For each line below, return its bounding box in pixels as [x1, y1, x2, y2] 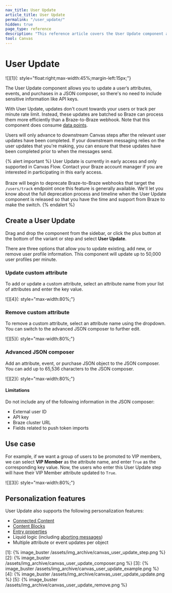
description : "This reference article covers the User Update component [5, 31, 164, 36]
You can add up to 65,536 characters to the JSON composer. [5, 365, 134, 371]
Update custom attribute [5, 269, 68, 276]
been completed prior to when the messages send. [5, 148, 113, 154]
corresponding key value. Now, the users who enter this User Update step [5, 464, 162, 470]
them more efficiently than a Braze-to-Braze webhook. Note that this [5, 116, 150, 123]
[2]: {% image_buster [5, 555, 50, 561]
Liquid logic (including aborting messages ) [12, 534, 103, 540]
